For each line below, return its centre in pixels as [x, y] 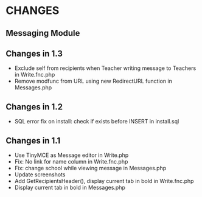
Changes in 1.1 [33, 140]
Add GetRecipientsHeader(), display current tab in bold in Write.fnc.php [104, 181]
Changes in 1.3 [34, 53]
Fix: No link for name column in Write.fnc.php [71, 162]
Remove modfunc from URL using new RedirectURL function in [93, 81]
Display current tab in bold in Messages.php [70, 188]
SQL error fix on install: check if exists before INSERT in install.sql [97, 122]
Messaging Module [43, 33]
